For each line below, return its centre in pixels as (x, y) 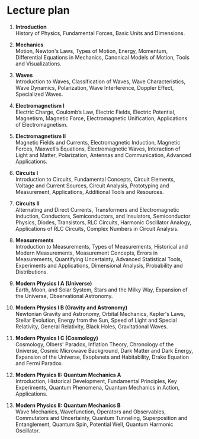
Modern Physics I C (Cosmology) (57, 338)
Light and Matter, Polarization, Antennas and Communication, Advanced (103, 155)
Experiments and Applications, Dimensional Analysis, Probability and (99, 265)
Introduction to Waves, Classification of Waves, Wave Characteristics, (100, 81)
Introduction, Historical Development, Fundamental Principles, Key (96, 381)
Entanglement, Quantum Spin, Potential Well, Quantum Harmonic (94, 424)
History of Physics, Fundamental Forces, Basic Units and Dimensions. (100, 33)
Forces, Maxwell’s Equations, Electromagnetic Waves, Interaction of (98, 149)
